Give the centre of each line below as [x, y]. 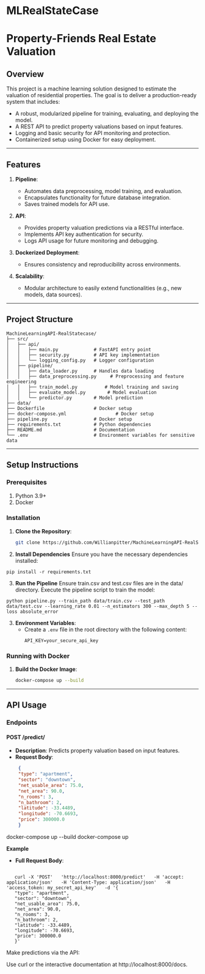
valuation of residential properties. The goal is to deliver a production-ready [102, 95]
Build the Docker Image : [46, 669]
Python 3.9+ [31, 496]
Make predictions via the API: [43, 952]
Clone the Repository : [43, 531]
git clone [28, 542]
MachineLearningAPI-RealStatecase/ [52, 334]
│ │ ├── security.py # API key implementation [83, 355]
